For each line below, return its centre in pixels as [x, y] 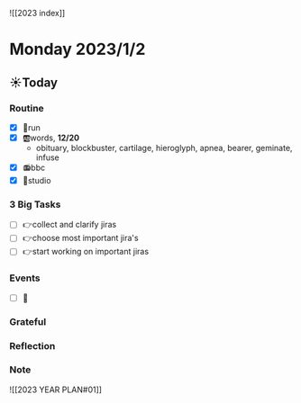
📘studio [36, 180]
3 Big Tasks [35, 204]
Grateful [28, 321]
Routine [27, 108]
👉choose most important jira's [80, 238]
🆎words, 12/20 [51, 138]
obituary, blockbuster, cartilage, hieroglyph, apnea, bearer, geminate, [164, 148]
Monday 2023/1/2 [78, 49]
